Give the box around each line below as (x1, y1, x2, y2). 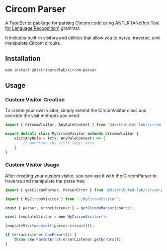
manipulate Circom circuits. (5, 40, 61, 46)
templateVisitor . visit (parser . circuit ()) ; (5, 223, 94, 229)
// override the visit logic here (23, 140, 94, 145)
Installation (5, 55, 41, 63)
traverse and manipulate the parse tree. (5, 178, 86, 184)
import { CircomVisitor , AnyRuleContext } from (5, 123, 106, 127)
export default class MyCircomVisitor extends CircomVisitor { (5, 131, 139, 136)
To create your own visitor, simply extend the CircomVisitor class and (5, 108, 147, 114)
